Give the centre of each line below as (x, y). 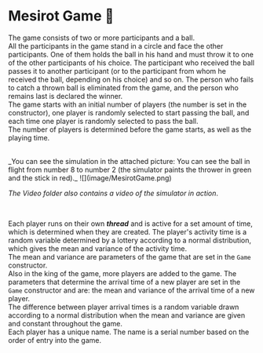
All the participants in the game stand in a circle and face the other (116, 45)
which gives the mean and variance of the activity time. (97, 248)
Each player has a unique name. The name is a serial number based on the (129, 332)
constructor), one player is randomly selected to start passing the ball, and (129, 112)
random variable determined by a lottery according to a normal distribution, (130, 240)
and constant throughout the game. (66, 323)
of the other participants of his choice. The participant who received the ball (131, 63)
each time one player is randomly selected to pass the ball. (103, 121)
